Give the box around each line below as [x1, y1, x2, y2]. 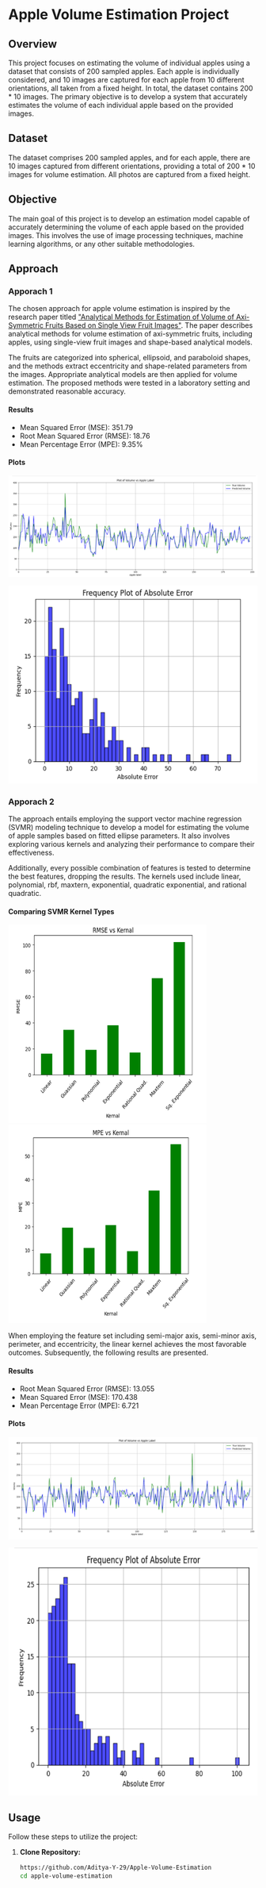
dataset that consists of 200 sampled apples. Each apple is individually [8, 67, 240, 76]
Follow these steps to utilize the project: [8, 1832, 139, 1842]
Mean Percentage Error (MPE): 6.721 [19, 1401, 139, 1410]
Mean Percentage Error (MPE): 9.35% [19, 439, 143, 449]
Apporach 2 [8, 796, 55, 807]
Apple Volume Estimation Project [8, 6, 230, 24]
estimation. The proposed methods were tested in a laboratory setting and [8, 379, 251, 388]
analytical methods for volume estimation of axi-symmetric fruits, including [8, 329, 253, 339]
